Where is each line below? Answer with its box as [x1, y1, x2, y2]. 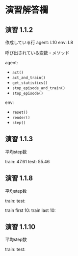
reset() [12, 110, 28, 115]
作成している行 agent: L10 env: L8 [5, 40, 74, 45]
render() [12, 115, 30, 120]
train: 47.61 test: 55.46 [5, 158, 50, 164]
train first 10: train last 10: [5, 207, 56, 213]
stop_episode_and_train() [12, 86, 65, 91]
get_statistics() [12, 80, 48, 85]
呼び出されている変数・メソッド [5, 50, 70, 55]
